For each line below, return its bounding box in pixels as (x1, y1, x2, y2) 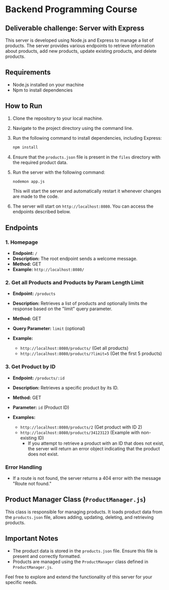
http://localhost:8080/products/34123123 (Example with (20, 429, 140, 435)
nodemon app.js (12, 179, 45, 184)
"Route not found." (12, 480, 52, 486)
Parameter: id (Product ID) (12, 404, 70, 410)
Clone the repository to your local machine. (12, 115, 103, 121)
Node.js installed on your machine (12, 81, 84, 87)
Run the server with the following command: (12, 169, 106, 175)
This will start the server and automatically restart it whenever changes (12, 188, 161, 194)
